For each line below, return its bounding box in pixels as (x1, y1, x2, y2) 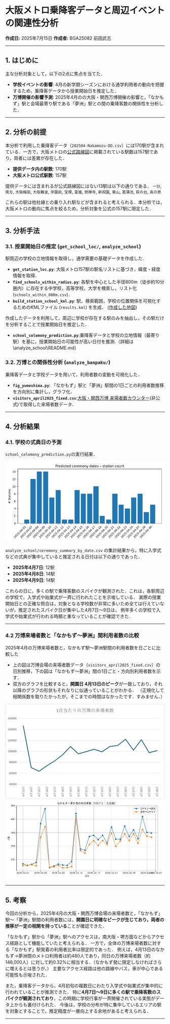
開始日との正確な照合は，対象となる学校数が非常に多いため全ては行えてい (5, 601, 160, 607)
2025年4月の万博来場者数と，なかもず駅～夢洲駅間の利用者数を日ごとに (5, 644, 156, 650)
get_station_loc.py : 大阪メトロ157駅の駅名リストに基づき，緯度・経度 (12, 266, 161, 272)
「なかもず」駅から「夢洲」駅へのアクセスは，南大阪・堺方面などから (5, 934, 152, 940)
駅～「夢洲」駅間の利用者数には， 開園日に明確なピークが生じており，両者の (5, 917, 164, 923)
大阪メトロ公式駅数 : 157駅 (12, 172, 67, 178)
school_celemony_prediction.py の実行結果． (5, 451, 98, 457)
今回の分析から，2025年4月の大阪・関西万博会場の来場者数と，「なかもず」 (5, 910, 163, 916)
